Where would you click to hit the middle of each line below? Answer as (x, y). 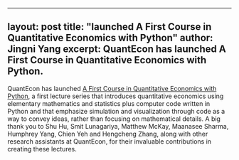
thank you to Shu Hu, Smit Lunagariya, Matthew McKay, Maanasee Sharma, (118, 126)
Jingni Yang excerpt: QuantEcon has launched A (117, 49)
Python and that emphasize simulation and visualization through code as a (116, 111)
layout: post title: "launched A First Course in (110, 27)
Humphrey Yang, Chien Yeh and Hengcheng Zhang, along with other (108, 134)
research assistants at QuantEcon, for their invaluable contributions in (110, 141)
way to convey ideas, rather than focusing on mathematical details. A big (114, 119)
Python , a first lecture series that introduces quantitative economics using (116, 96)
